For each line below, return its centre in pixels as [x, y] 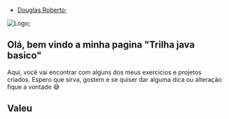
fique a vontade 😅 [33, 87]
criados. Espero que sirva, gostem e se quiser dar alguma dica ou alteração [114, 79]
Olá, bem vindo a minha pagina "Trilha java [101, 45]
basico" [24, 55]
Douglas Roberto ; [42, 10]
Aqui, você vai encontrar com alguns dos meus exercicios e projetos [104, 72]
